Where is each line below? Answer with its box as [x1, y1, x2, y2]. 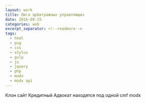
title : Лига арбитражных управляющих [5, 12, 85, 17]
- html [10, 36, 24, 41]
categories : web [5, 21, 39, 27]
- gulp [10, 54, 24, 60]
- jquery [10, 64, 28, 69]
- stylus [10, 50, 28, 55]
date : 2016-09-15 [5, 17, 42, 22]
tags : [5, 31, 17, 36]
